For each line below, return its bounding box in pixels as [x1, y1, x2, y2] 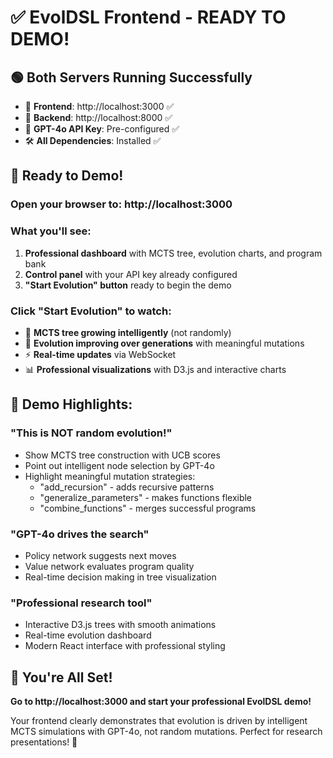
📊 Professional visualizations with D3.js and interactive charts [24, 363, 287, 375]
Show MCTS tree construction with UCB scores [24, 449, 221, 461]
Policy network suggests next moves [24, 549, 177, 561]
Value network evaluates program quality [24, 560, 195, 572]
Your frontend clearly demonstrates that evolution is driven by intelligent [10, 715, 308, 726]
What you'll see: [10, 224, 92, 238]
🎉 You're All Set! [10, 669, 113, 686]
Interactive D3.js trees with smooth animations [24, 619, 217, 631]
